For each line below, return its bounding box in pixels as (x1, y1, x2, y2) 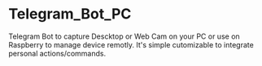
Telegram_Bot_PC (8, 5, 132, 23)
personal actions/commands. (8, 48, 107, 58)
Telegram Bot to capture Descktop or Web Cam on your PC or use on (8, 31, 240, 41)
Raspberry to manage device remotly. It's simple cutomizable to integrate (8, 39, 254, 49)
